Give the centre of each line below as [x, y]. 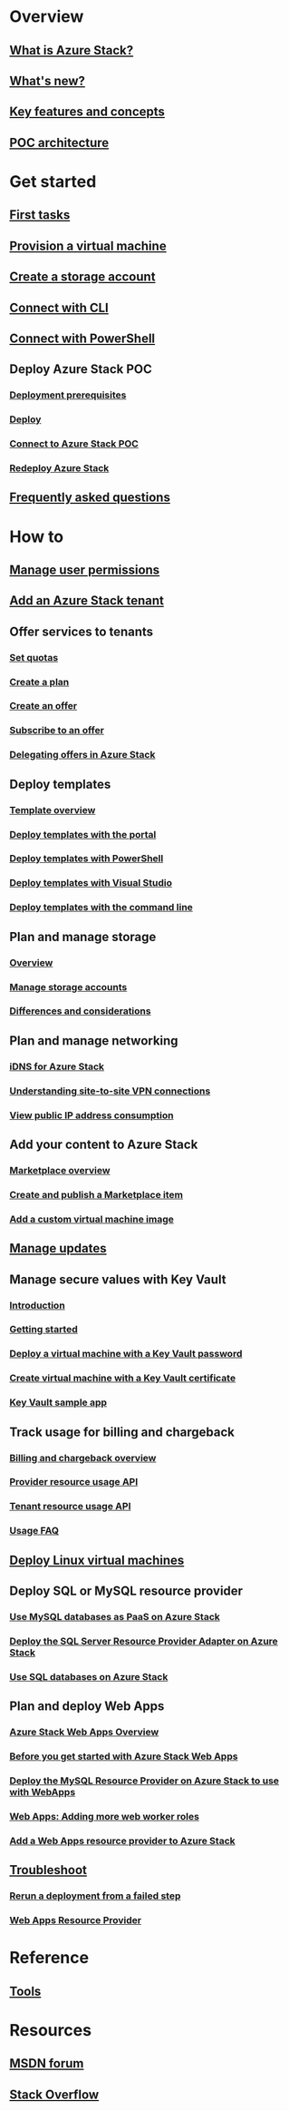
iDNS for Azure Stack [57, 1066]
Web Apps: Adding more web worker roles [104, 1816]
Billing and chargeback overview [83, 1458]
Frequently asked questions [90, 498]
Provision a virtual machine [88, 245]
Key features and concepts [87, 112]
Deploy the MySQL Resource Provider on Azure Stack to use [144, 1781]
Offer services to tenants [82, 631]
